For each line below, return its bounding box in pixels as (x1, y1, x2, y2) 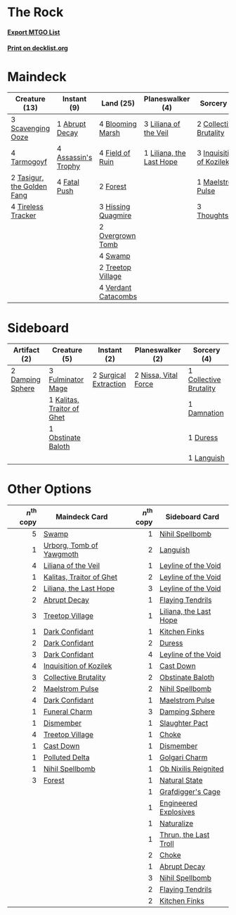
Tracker (11, 210, 37, 220)
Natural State (159, 775, 203, 785)
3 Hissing (99, 202, 131, 212)
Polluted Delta (43, 752, 90, 762)
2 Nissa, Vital (134, 370, 178, 380)
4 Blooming (99, 119, 137, 129)
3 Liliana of (143, 119, 181, 129)
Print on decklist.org (7, 44, 68, 53)
